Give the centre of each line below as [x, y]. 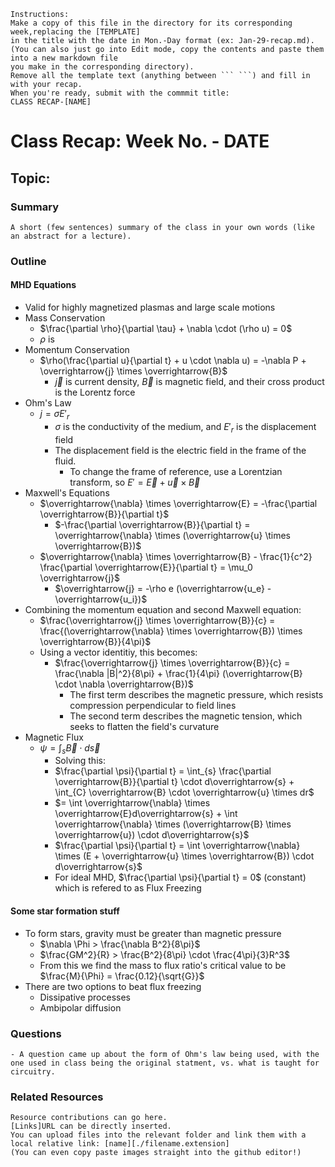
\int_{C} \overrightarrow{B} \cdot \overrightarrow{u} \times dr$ [184, 792]
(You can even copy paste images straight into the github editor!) [156, 1153]
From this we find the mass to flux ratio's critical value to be [163, 965]
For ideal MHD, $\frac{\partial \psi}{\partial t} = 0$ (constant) [180, 877]
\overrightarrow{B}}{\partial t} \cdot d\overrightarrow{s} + [174, 782]
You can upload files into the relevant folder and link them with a [158, 1135]
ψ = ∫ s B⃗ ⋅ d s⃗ [70, 748]
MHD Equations [43, 285]
